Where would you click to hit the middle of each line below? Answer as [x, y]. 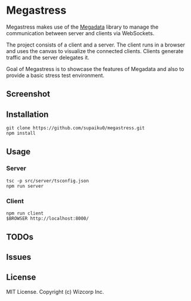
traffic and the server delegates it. [48, 57]
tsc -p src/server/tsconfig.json [48, 181]
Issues [19, 257]
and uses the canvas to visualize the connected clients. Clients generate [95, 51]
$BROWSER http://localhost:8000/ [48, 219]
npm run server [25, 186]
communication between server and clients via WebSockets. [80, 33]
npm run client [25, 213]
